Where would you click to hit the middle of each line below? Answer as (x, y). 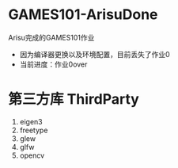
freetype (34, 130)
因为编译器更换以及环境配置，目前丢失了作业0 (95, 54)
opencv (32, 155)
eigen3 (31, 121)
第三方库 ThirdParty (74, 99)
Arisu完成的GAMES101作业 (51, 37)
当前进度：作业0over (53, 64)
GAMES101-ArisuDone (83, 15)
